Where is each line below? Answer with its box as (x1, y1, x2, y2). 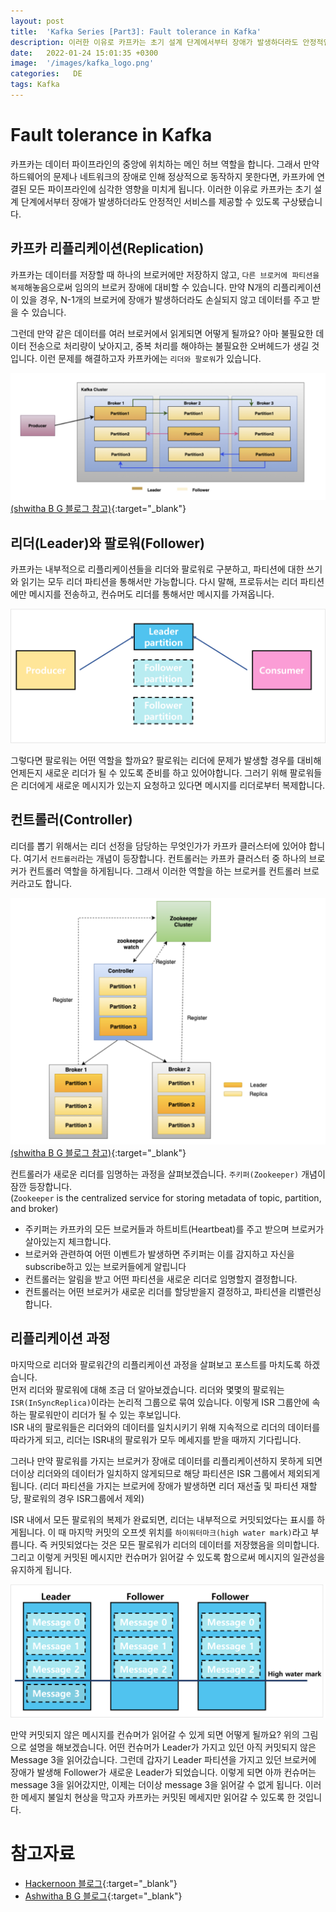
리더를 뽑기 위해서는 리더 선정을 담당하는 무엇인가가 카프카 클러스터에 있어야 (10, 840, 307, 852)
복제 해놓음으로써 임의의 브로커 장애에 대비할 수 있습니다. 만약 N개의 (10, 281, 271, 293)
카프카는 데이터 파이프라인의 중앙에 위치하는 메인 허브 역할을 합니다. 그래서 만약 (10, 158, 320, 170)
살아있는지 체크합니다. (24, 1235, 112, 1247)
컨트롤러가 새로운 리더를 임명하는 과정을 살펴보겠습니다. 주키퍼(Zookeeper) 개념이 (10, 1168, 326, 1180)
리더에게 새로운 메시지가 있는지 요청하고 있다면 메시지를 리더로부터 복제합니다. (20, 779, 326, 791)
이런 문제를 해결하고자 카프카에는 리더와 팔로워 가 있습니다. (39, 352, 262, 364)
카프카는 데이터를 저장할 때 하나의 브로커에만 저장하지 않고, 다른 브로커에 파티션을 (10, 268, 320, 280)
